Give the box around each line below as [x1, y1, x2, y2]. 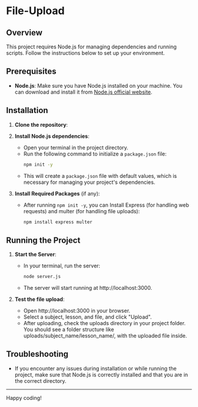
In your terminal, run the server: [23, 262, 101, 269]
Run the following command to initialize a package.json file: [23, 150, 167, 157]
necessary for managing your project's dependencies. [23, 178, 156, 186]
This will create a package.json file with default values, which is [23, 172, 177, 179]
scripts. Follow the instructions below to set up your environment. [6, 49, 165, 57]
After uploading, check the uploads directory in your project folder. [23, 320, 186, 327]
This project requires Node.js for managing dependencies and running [6, 43, 177, 50]
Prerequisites [6, 67, 57, 77]
